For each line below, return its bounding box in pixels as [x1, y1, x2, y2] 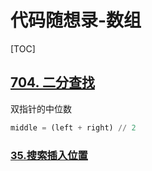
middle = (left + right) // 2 [10, 122, 137, 133]
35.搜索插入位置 [10, 148, 88, 162]
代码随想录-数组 [10, 9, 142, 32]
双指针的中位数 [10, 102, 72, 115]
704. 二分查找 [10, 74, 95, 91]
